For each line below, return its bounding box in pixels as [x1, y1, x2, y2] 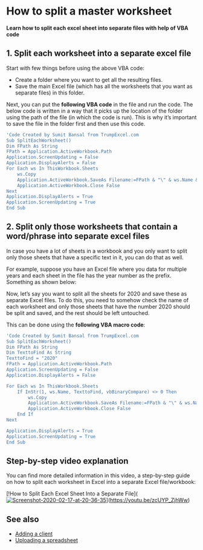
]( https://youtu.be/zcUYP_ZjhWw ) [106, 497, 190, 504]
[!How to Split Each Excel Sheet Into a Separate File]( [6, 490, 138, 497]
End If [17, 411, 34, 417]
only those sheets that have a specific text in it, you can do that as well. [6, 253, 184, 261]
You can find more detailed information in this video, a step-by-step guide [6, 472, 190, 479]
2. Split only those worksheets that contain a [6, 222, 178, 232]
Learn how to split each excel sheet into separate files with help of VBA [6, 24, 188, 31]
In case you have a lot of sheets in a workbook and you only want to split [6, 247, 187, 254]
